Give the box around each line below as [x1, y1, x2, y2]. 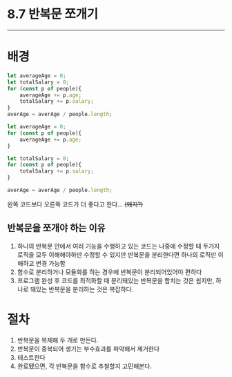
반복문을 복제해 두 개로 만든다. [17, 336, 99, 344]
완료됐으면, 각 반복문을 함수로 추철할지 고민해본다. [17, 362, 152, 370]
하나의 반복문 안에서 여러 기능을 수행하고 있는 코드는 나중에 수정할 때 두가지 [17, 242, 220, 250]
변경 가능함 [35, 259, 66, 267]
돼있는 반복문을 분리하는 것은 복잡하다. [30, 284, 134, 293]
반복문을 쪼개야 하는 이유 [7, 222, 106, 234]
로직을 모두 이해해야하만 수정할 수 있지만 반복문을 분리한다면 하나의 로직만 [17, 250, 217, 259]
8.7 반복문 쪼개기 [7, 6, 99, 22]
